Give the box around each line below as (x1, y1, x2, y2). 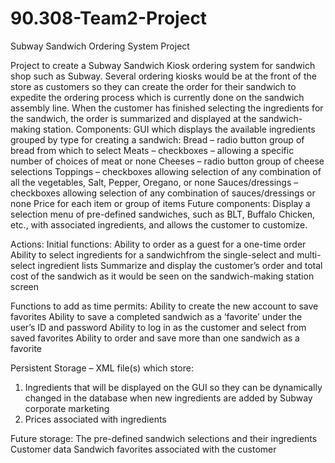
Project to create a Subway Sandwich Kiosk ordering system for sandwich (10, 59, 316, 71)
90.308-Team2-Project (10, 7, 208, 30)
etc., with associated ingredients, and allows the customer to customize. (10, 218, 308, 231)
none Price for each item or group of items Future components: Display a (10, 197, 311, 209)
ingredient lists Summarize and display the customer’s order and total (37, 259, 323, 271)
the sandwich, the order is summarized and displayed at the (10, 112, 257, 124)
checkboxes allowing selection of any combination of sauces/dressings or (10, 187, 316, 199)
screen (10, 280, 40, 292)
